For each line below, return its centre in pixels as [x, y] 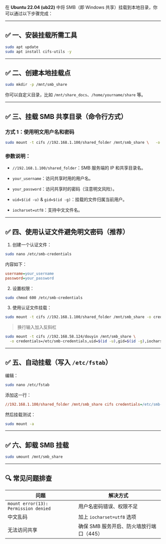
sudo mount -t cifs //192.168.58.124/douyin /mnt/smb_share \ [70, 337]
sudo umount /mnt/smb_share [34, 457]
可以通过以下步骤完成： [29, 13]
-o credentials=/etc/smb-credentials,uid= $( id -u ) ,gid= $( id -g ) [77, 341]
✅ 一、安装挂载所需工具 [41, 35]
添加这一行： [18, 395]
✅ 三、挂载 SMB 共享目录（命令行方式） [66, 116]
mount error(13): [28, 503]
